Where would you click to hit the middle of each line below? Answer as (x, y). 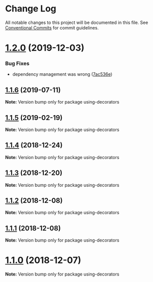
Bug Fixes (17, 64)
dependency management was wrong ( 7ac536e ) (62, 74)
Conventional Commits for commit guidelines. (52, 27)
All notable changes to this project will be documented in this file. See (77, 22)
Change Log (31, 9)
